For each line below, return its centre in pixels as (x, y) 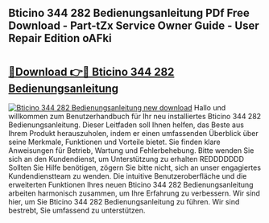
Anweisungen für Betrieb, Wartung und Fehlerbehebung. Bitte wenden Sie (131, 151)
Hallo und (210, 107)
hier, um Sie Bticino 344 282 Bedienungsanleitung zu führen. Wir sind (124, 202)
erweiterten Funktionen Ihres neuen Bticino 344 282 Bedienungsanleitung (131, 185)
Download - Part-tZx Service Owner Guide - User (134, 26)
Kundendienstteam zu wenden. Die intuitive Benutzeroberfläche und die (128, 176)
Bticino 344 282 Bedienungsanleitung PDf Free (129, 13)
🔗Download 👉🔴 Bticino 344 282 (91, 72)
